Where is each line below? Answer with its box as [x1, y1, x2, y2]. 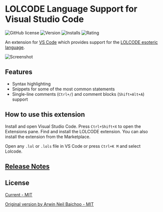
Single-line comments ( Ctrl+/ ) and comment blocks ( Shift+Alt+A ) [12, 91, 145, 97]
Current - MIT [5, 192, 33, 197]
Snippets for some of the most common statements [12, 86, 115, 92]
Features [5, 68, 33, 76]
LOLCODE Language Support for [5, 3, 137, 15]
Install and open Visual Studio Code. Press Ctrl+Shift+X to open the [5, 123, 141, 129]
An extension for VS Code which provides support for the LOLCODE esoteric [5, 39, 158, 45]
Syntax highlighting [12, 81, 51, 87]
